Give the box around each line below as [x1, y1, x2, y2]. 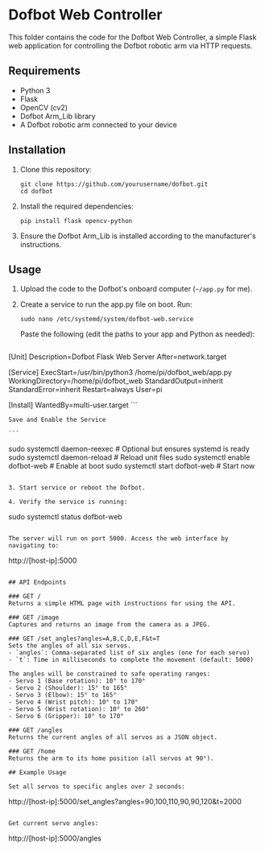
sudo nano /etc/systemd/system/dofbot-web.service [19, 316, 194, 324]
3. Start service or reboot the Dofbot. [8, 484, 147, 492]
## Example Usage [8, 769, 67, 777]
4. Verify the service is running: [8, 498, 128, 506]
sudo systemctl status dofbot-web [8, 512, 122, 522]
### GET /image [8, 613, 60, 622]
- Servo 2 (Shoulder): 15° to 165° [8, 684, 128, 692]
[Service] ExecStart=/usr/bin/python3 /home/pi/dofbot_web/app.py [8, 368, 232, 378]
